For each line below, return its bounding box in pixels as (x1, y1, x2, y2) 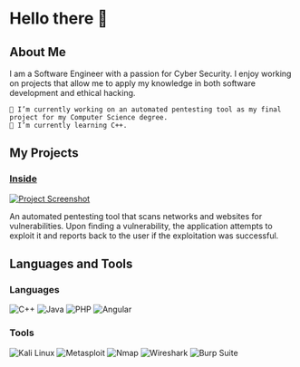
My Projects (9, 145, 79, 161)
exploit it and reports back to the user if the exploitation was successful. (9, 230, 279, 241)
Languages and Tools (9, 256, 133, 272)
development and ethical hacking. (9, 88, 136, 98)
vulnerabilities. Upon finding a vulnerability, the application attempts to (9, 220, 274, 231)
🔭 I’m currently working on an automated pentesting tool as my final (9, 105, 282, 114)
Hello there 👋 (9, 8, 109, 29)
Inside (9, 172, 38, 185)
